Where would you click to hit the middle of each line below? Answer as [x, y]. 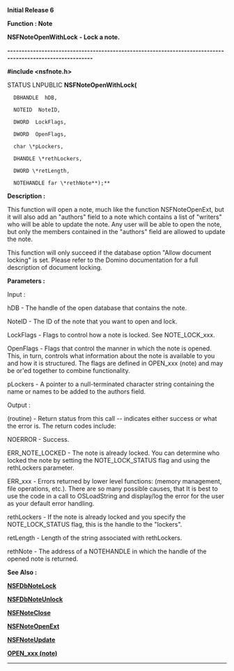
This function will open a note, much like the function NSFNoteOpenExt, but [116, 209]
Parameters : [26, 281]
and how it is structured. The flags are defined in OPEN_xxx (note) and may [115, 363]
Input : [16, 294]
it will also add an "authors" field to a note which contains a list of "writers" [115, 217]
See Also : [22, 572]
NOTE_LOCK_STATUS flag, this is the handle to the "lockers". [95, 524]
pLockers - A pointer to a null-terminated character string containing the [111, 384]
